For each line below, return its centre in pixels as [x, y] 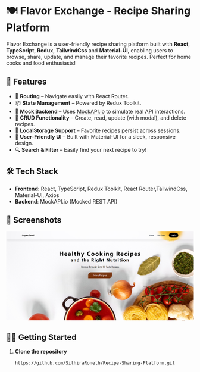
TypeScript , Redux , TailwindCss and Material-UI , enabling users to [90, 50]
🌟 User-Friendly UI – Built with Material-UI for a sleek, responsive [95, 136]
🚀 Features [26, 82]
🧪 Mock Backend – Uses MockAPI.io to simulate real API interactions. [100, 111]
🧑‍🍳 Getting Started [41, 337]
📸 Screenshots [34, 220]
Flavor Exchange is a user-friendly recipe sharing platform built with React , [98, 44]
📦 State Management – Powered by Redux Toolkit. [78, 103]
